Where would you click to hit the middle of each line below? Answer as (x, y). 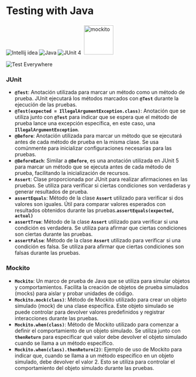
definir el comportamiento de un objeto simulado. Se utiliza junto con (97, 330)
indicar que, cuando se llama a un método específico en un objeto (94, 355)
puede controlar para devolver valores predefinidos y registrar (90, 312)
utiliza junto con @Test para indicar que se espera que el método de (96, 117)
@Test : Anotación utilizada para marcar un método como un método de (100, 92)
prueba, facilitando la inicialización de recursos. (72, 173)
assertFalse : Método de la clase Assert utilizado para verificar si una (98, 241)
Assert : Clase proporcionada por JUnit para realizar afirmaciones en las (101, 179)
